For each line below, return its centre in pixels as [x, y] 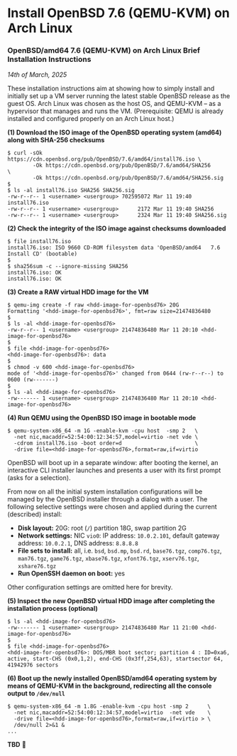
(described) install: [35, 514]
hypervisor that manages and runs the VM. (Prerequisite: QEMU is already [115, 111]
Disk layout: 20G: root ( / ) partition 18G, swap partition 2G [102, 528]
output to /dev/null [36, 693]
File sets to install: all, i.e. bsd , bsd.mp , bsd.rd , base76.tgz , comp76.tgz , [120, 551]
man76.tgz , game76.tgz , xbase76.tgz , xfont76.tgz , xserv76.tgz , [109, 558]
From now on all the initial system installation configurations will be [105, 491]
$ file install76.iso [39, 242]
